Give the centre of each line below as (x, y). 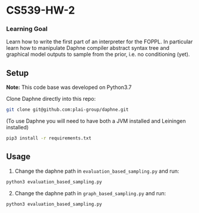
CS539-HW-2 (41, 10)
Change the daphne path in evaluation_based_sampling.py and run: (97, 171)
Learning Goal (27, 29)
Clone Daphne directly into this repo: (51, 99)
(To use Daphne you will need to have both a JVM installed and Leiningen (96, 121)
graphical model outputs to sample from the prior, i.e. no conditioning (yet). (98, 55)
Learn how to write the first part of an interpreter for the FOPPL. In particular (99, 42)
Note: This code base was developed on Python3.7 (69, 87)
